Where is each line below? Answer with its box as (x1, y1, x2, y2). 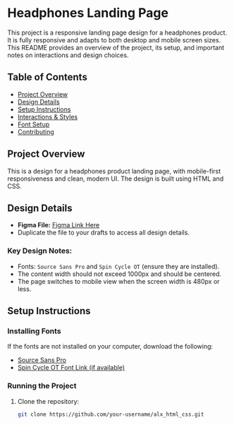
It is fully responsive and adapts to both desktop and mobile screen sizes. (7, 35, 221, 44)
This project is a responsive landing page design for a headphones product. (7, 28, 228, 37)
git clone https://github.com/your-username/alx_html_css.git (17, 411, 204, 418)
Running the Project (7, 381, 77, 391)
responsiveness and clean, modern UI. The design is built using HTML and (7, 174, 224, 183)
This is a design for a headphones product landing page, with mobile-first (7, 167, 221, 175)
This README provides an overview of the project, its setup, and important (7, 43, 225, 52)
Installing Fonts (7, 326, 61, 336)
